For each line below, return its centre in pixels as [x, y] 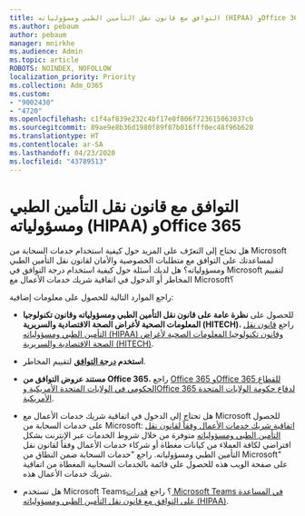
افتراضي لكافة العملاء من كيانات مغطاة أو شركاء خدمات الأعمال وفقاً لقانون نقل [157, 445]
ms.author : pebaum [44, 26]
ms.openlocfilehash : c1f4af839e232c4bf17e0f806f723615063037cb [132, 119]
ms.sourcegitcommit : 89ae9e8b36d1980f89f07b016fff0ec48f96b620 [132, 128]
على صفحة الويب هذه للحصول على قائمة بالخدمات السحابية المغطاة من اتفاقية [155, 464]
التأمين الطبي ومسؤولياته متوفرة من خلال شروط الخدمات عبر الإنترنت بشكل [152, 435]
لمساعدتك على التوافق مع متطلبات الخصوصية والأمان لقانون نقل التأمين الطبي [142, 261]
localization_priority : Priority [73, 77]
